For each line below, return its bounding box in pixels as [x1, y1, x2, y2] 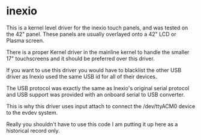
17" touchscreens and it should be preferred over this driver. [6, 55, 155, 62]
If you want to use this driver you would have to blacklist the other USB [6, 66, 182, 73]
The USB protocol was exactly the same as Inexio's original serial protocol [6, 84, 190, 91]
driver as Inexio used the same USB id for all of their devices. [6, 73, 157, 80]
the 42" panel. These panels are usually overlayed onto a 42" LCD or [6, 30, 176, 37]
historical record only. [6, 127, 60, 134]
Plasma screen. [6, 37, 44, 44]
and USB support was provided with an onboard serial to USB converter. [6, 91, 185, 98]
